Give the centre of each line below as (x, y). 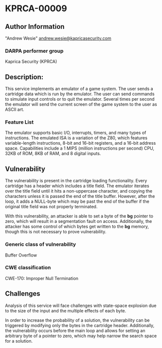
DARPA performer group (34, 51)
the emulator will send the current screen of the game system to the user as (81, 104)
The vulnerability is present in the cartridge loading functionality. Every (76, 181)
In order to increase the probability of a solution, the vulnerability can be (77, 320)
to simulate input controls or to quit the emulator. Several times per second (80, 99)
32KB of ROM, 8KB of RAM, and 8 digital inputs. (53, 153)
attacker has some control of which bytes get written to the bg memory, (77, 227)
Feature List (19, 122)
